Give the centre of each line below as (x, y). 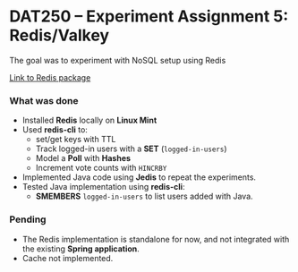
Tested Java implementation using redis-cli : (103, 187)
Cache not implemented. (68, 258)
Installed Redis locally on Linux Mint (89, 120)
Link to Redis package (50, 77)
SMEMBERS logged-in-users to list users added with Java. (144, 196)
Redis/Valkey (60, 35)
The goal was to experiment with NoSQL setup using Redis (118, 60)
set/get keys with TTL (76, 140)
